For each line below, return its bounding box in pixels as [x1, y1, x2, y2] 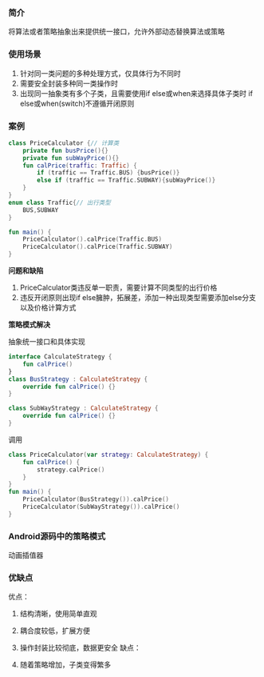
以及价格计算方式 [19, 302, 77, 313]
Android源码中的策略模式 [8, 531, 106, 542]
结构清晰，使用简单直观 [19, 609, 97, 619]
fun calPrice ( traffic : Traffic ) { [22, 162, 137, 170]
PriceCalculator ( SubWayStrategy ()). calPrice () [22, 503, 180, 511]
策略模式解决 [8, 320, 50, 330]
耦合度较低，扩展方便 [19, 626, 90, 635]
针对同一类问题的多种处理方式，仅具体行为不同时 [19, 68, 181, 78]
